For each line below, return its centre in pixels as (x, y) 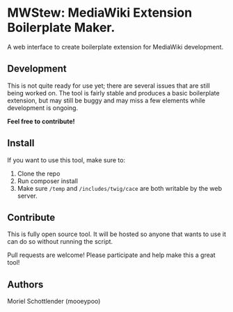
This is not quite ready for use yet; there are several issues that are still (109, 86)
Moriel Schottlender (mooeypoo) (54, 302)
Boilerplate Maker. (61, 28)
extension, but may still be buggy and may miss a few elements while (106, 100)
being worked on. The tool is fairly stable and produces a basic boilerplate (114, 93)
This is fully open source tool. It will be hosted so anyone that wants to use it (117, 234)
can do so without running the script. (60, 242)
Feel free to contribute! (41, 121)
